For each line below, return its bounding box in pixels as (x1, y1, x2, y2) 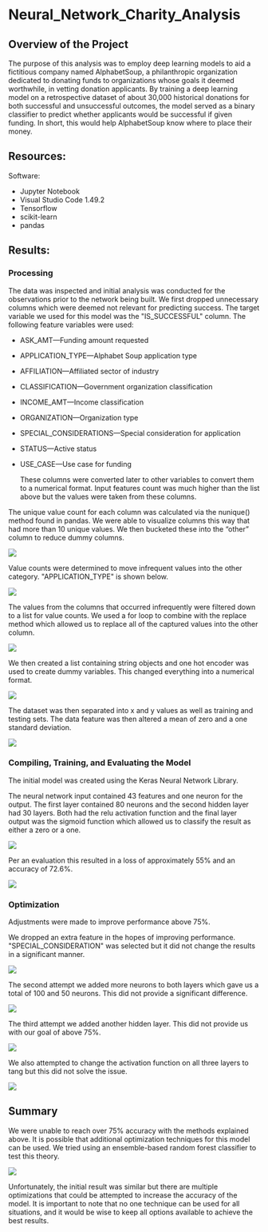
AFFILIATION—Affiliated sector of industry (19, 366, 160, 376)
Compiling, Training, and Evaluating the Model (8, 757, 191, 768)
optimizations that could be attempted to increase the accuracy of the (8, 1190, 238, 1200)
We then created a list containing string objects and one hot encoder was (8, 658, 250, 668)
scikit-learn (19, 212, 57, 221)
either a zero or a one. (8, 825, 81, 835)
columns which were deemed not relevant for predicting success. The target (8, 302, 260, 313)
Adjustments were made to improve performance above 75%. (8, 917, 211, 927)
